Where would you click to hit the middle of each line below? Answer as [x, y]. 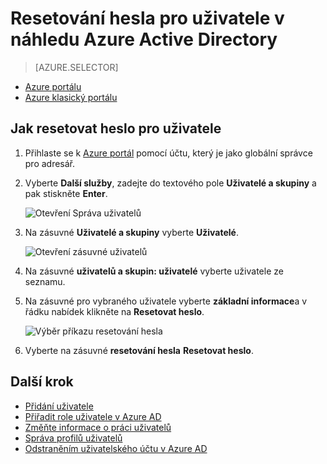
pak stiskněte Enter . [66, 193]
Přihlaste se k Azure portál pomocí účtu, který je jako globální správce [168, 153]
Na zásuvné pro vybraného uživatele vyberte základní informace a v [166, 301]
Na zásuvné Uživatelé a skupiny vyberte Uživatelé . [132, 232]
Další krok [42, 382]
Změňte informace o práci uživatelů [98, 427]
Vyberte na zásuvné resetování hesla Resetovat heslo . [139, 350]
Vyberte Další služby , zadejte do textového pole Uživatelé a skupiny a [170, 183]
